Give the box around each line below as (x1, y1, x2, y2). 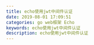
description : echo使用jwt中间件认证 (6, 30, 89, 36)
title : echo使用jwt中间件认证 (6, 8, 73, 15)
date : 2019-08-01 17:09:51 (6, 14, 71, 20)
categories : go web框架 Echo (6, 19, 75, 25)
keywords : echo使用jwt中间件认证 (6, 25, 81, 31)
